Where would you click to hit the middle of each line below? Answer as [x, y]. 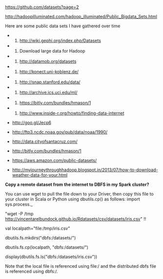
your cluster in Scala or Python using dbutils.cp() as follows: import [72, 199]
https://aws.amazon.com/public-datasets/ [54, 160]
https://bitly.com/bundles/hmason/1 [55, 103]
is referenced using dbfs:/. [31, 271]
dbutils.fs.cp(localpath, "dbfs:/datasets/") [47, 247]
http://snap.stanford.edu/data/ [50, 82]
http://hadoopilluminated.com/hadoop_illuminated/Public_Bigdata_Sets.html [81, 16]
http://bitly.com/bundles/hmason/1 [47, 151]
